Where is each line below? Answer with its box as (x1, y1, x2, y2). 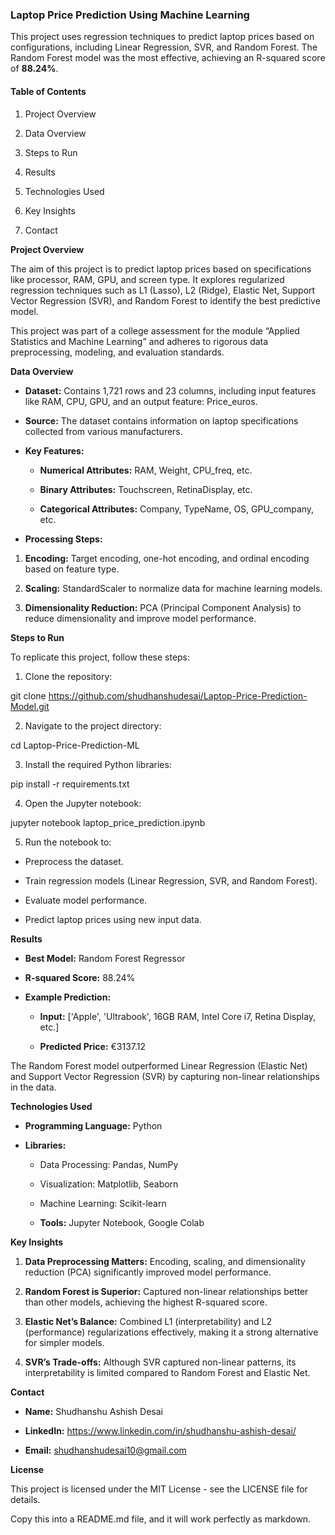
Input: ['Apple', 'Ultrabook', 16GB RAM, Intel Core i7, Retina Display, (39, 1010, 317, 1022)
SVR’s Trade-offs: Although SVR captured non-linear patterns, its (24, 1356, 297, 1368)
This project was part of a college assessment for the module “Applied (10, 324, 300, 337)
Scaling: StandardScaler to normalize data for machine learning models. (24, 582, 323, 594)
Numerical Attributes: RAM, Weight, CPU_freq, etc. (39, 464, 253, 476)
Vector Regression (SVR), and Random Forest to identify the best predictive (10, 294, 321, 307)
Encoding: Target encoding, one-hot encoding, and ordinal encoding (24, 552, 310, 564)
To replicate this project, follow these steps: (10, 651, 191, 663)
